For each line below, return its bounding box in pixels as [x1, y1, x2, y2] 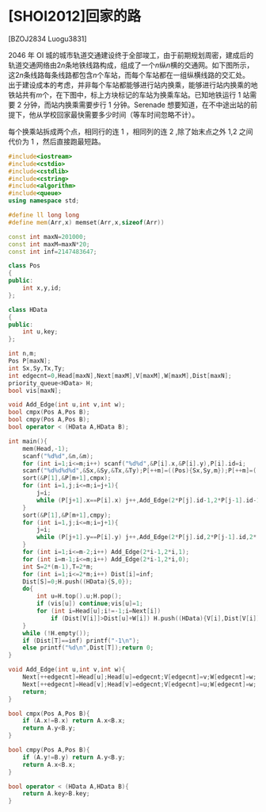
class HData [8, 306, 47, 314]
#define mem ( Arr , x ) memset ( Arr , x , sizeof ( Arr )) [8, 218, 165, 226]
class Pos [8, 262, 41, 270]
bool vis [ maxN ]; [8, 387, 62, 394]
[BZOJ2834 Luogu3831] [8, 33, 87, 44]
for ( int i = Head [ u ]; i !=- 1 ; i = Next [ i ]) [36, 607, 161, 615]
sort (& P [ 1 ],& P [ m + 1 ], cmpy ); [22, 511, 112, 519]
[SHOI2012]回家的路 [8, 7, 142, 25]
